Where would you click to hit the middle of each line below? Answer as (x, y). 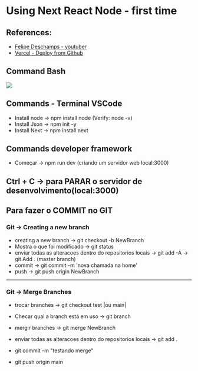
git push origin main (39, 362)
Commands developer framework (69, 149)
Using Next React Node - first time (92, 11)
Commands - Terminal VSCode (64, 104)
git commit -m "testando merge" (54, 350)
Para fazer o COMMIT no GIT (60, 211)
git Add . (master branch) (45, 259)
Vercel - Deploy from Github (49, 53)
